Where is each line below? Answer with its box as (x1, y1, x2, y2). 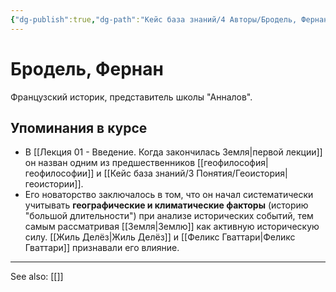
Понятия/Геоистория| (196, 167, 288, 180)
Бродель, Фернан (10, 57, 164, 80)
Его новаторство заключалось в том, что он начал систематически (24, 189, 314, 201)
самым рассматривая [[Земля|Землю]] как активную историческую (24, 221, 320, 233)
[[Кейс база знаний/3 (103, 167, 195, 180)
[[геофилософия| (196, 157, 269, 169)
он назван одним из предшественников (24, 157, 196, 169)
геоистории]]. (24, 178, 84, 190)
